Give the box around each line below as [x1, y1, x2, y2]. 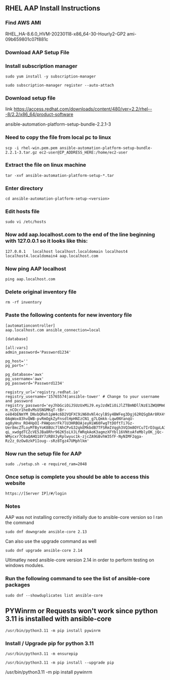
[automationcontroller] [5, 323, 56, 328]
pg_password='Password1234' [5, 381, 65, 386]
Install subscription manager [5, 62, 77, 69]
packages [5, 581, 30, 588]
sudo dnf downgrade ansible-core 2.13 [5, 530, 87, 535]
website [5, 479, 25, 486]
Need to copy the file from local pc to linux [5, 134, 111, 141]
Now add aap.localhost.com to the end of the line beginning [5, 231, 155, 238]
